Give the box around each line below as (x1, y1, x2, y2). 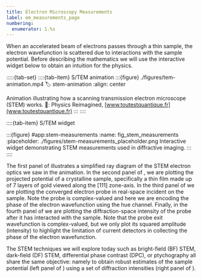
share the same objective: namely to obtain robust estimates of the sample (6, 258, 193, 265)
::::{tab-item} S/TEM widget (6, 119, 75, 127)
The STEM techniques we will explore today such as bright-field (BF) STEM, (6, 245, 196, 252)
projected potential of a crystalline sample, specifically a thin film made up (6, 175, 192, 182)
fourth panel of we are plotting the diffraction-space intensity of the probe (6, 207, 192, 215)
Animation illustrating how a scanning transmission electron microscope (6, 95, 186, 102)
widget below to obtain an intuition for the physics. (6, 62, 133, 69)
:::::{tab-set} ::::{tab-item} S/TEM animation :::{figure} (6, 74, 140, 81)
